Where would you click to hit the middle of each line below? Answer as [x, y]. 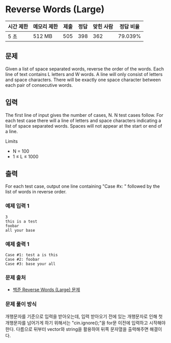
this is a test [21, 221]
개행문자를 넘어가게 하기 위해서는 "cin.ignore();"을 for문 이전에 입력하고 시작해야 [85, 323]
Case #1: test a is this [32, 255]
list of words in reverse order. [36, 192]
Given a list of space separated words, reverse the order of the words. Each [85, 69]
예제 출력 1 [17, 244]
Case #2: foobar [22, 259]
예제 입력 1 [17, 206]
